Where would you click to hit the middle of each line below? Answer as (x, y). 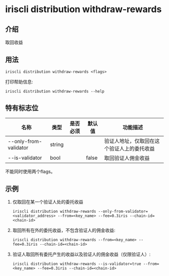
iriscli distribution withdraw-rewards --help (55, 91)
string (57, 144)
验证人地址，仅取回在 (130, 141)
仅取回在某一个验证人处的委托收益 (48, 202)
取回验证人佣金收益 (127, 158)
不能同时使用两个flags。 (30, 171)
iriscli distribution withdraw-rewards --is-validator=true (77, 264)
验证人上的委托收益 (132, 149)
